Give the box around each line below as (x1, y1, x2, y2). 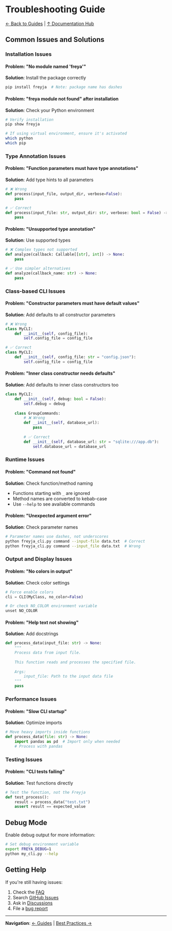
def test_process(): (5, 794, 50, 799)
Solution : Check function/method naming (5, 480, 93, 486)
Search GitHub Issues (12, 894, 59, 900)
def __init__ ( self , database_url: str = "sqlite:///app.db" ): (24, 439, 159, 444)
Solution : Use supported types (5, 237, 71, 244)
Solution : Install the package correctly (5, 75, 86, 81)
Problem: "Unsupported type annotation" (5, 226, 96, 232)
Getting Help (5, 865, 47, 874)
